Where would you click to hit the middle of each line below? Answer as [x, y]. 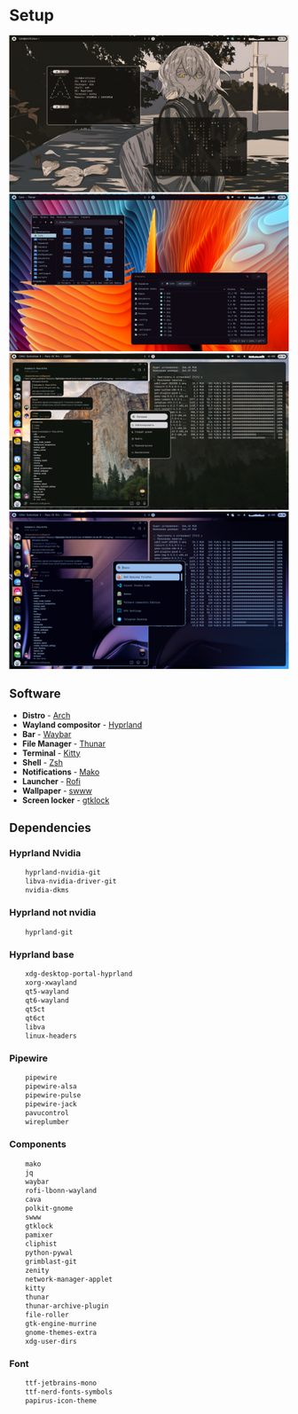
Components [38, 1144]
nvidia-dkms [47, 891]
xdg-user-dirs [51, 1341]
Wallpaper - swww [57, 790]
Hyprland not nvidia [53, 913]
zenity [37, 1270]
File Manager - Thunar [64, 743]
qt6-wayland [47, 1001]
